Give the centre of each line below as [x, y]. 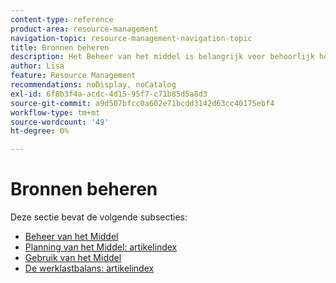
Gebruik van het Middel [73, 258]
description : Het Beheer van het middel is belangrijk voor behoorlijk [162, 57]
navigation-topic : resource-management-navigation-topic [131, 38]
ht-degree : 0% [40, 131]
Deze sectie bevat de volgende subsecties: [99, 217]
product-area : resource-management [84, 29]
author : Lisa [37, 66]
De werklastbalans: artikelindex [89, 268]
